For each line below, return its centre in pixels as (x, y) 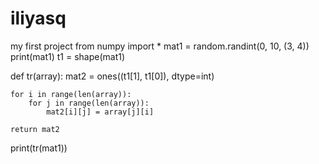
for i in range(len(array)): (71, 94)
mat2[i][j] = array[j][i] (100, 112)
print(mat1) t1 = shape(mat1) (68, 56)
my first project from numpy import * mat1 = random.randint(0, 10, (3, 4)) (160, 46)
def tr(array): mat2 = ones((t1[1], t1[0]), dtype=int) (112, 76)
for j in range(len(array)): (89, 103)
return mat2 (35, 129)
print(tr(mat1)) (39, 148)
